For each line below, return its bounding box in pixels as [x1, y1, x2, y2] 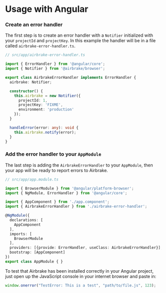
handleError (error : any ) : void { [9, 125, 79, 130]
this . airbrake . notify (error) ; [14, 130, 77, 135]
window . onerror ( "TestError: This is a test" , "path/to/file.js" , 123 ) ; [5, 283, 156, 288]
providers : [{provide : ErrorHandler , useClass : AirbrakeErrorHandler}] [9, 245, 161, 250]
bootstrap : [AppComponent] [9, 250, 65, 255]
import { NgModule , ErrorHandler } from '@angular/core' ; [5, 190, 127, 195]
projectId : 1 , [18, 98, 48, 103]
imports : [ [9, 232, 32, 236]
